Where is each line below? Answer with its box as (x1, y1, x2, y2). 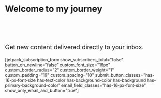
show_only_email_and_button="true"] (5, 87, 79, 93)
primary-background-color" (5, 82, 60, 88)
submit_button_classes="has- (95, 72, 155, 78)
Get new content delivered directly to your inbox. (5, 43, 144, 51)
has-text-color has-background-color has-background (37, 77, 146, 83)
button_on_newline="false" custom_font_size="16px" (5, 62, 110, 68)
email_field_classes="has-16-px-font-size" (61, 82, 146, 88)
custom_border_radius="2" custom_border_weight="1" (5, 67, 115, 73)
